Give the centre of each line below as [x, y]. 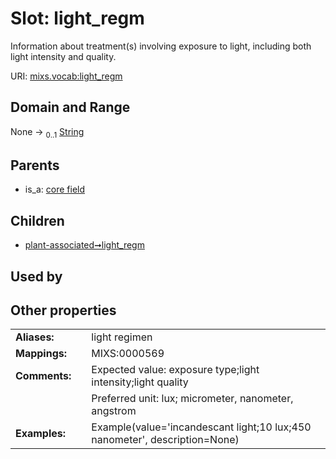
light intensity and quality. [63, 56]
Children [37, 220]
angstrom [114, 411]
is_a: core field [55, 189]
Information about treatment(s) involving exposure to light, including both [161, 46]
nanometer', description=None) [165, 440]
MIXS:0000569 [128, 354]
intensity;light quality [140, 382]
